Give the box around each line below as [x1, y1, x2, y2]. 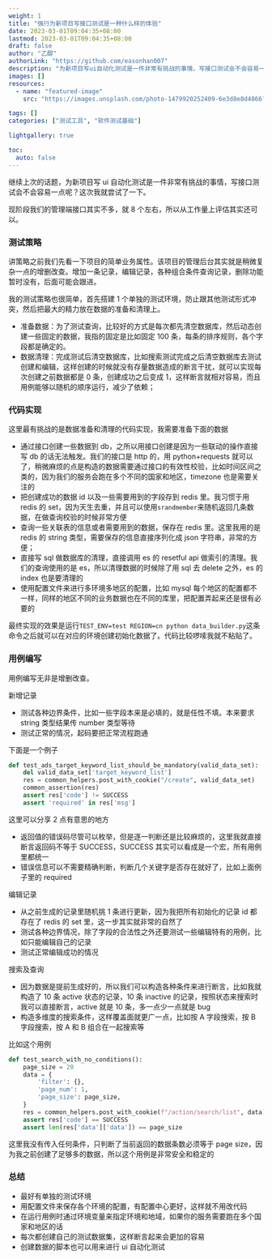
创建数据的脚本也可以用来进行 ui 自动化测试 [19, 1241, 166, 1252]
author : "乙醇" [8, 49, 57, 58]
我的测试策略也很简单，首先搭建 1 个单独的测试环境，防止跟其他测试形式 [8, 293, 249, 304]
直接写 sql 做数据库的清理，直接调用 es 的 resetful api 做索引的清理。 [19, 553, 251, 563]
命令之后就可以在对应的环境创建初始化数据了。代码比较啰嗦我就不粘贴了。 [8, 631, 257, 641]
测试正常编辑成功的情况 [19, 947, 99, 957]
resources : [8, 79, 45, 87]
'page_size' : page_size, [37, 1093, 121, 1102]
